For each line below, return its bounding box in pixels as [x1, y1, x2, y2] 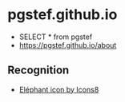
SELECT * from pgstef [18, 32, 93, 41]
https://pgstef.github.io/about [18, 40, 117, 49]
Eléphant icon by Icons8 [18, 84, 99, 94]
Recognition [7, 64, 70, 77]
